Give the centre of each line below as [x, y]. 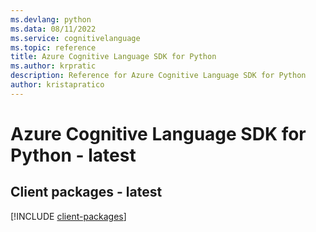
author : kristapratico [57, 85]
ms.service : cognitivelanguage [75, 38]
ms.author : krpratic [53, 66]
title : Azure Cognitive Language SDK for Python [113, 57]
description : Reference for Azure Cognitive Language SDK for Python [158, 76]
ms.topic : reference [53, 47]
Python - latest [73, 155]
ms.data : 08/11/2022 [53, 29]
